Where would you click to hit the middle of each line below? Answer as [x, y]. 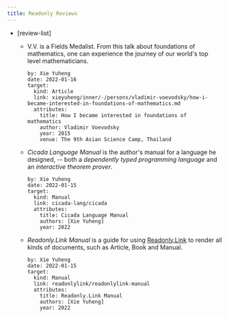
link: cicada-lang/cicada [70, 203]
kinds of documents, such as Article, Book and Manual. [105, 247]
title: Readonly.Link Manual [81, 295]
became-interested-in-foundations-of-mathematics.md [104, 103]
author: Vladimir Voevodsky [80, 127]
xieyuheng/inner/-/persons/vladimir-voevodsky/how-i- [130, 97]
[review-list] [34, 33]
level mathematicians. [58, 61]
